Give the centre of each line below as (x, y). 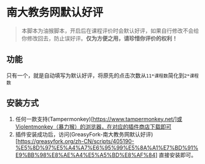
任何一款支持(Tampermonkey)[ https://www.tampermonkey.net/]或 (99, 119)
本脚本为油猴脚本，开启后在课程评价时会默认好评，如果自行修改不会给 (110, 31)
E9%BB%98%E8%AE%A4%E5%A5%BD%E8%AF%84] (86, 155)
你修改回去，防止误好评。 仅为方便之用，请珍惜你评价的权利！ (99, 38)
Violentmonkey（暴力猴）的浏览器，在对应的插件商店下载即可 (93, 127)
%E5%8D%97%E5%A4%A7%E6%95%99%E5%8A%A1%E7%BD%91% (106, 147)
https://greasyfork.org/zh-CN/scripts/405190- (76, 141)
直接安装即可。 (178, 155)
